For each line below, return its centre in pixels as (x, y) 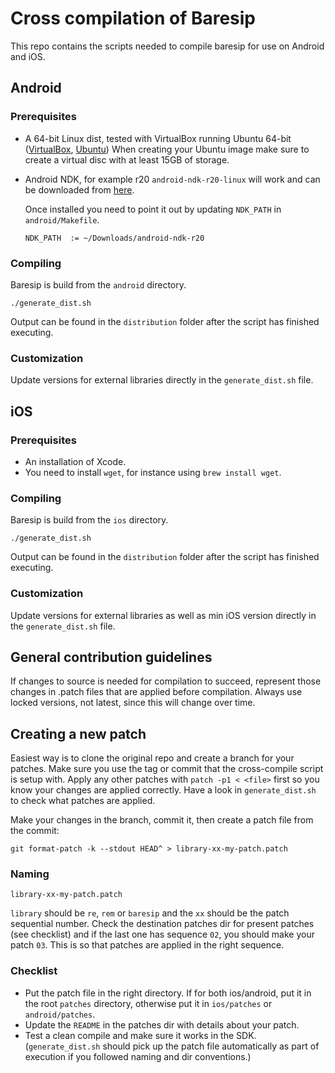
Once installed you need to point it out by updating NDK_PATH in (153, 209)
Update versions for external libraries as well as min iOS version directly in (163, 615)
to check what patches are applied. (83, 801)
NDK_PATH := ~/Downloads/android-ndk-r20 (114, 238)
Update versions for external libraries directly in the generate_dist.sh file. (162, 380)
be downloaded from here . (79, 189)
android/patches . (60, 1014)
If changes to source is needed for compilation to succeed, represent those (166, 681)
